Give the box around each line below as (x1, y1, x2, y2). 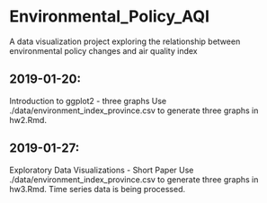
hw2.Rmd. (9, 114, 48, 125)
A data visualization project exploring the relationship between (9, 36, 241, 47)
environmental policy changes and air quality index (9, 45, 198, 56)
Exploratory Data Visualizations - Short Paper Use (9, 164, 194, 175)
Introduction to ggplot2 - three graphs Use (9, 95, 167, 106)
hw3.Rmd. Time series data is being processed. (9, 183, 186, 194)
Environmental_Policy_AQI (9, 6, 209, 27)
